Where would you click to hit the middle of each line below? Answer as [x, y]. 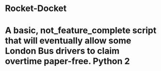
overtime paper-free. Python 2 [67, 61]
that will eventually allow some [68, 41]
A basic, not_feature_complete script [81, 31]
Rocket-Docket [36, 8]
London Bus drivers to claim [62, 51]
